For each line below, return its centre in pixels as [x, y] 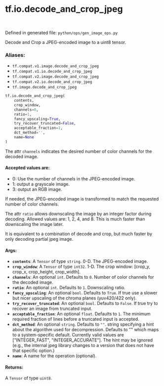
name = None [24, 137]
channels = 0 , [26, 110]
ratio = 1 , [23, 114]
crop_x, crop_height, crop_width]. [46, 272]
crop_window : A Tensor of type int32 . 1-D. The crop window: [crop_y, [81, 267]
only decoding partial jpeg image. [39, 239]
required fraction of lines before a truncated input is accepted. [76, 319]
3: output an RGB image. [37, 189]
